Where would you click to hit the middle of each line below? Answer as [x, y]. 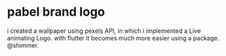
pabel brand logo [56, 12]
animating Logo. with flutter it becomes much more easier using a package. [113, 38]
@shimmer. [23, 45]
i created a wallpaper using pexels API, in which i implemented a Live [104, 31]
